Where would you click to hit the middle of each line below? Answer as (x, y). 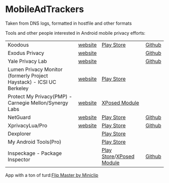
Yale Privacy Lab (27, 61)
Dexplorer (19, 134)
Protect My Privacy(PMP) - (40, 96)
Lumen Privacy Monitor (35, 69)
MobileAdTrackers (45, 9)
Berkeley (18, 88)
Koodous (18, 45)
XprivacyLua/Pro (28, 126)
